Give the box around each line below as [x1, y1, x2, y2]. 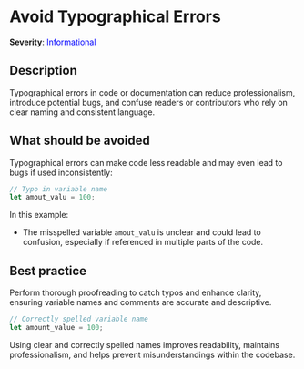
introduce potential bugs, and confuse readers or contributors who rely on [9, 97, 289, 108]
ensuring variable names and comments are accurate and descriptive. [9, 297, 272, 308]
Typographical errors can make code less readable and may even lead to [9, 157, 283, 168]
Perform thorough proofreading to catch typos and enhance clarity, [9, 287, 262, 298]
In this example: [9, 210, 69, 220]
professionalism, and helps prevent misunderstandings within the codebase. [9, 349, 296, 360]
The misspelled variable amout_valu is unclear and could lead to [22, 227, 261, 238]
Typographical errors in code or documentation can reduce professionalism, [9, 87, 296, 97]
